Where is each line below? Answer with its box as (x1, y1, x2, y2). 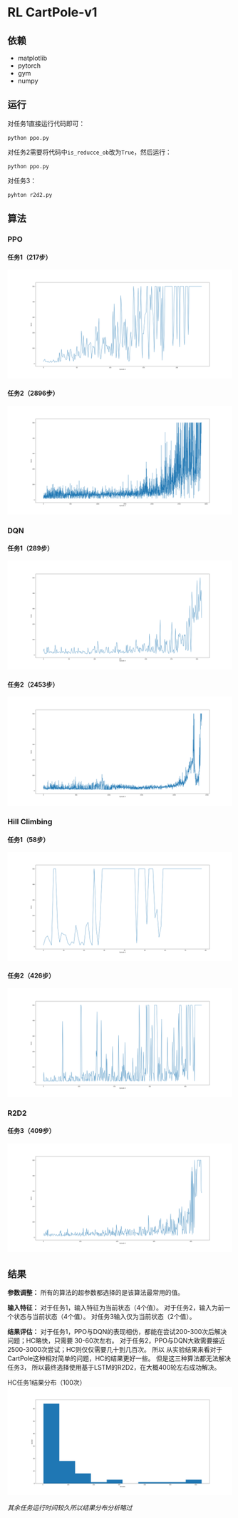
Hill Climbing (7, 817, 53, 827)
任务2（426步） (7, 971, 56, 980)
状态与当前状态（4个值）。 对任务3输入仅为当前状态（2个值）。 (13, 1313, 196, 1320)
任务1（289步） (7, 544, 54, 553)
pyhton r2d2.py (7, 191, 53, 198)
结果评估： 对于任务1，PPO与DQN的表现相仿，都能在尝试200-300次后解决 (7, 1328, 227, 1335)
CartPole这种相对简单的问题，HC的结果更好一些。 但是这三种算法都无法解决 (7, 1354, 232, 1363)
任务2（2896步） (7, 389, 59, 398)
